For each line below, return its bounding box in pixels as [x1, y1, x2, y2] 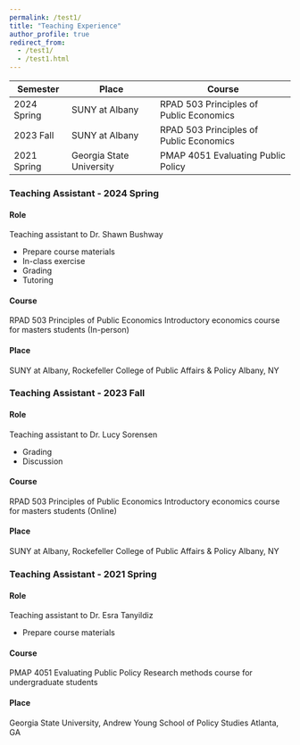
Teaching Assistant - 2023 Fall [9, 387, 146, 400]
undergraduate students [9, 677, 98, 688]
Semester [17, 83, 60, 95]
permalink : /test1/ [9, 12, 82, 22]
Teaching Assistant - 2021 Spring [9, 567, 158, 580]
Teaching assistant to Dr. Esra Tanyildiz [9, 610, 154, 621]
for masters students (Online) [9, 505, 118, 516]
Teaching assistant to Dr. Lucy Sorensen [9, 429, 158, 440]
